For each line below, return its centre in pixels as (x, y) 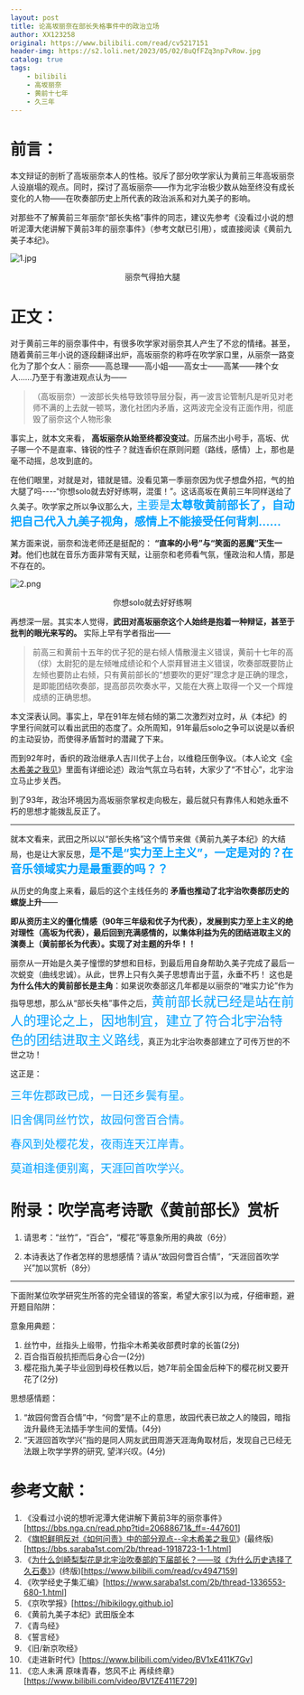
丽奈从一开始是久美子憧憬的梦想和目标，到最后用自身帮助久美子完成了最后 (148, 964)
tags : (20, 69)
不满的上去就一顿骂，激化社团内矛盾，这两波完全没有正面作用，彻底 (167, 408)
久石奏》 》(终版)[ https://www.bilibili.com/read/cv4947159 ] (130, 1571)
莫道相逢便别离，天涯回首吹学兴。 (101, 1169)
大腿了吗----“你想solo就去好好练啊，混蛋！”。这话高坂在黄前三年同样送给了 (151, 491)
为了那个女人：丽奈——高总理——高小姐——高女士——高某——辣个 (144, 366)
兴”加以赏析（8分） (59, 1268)
